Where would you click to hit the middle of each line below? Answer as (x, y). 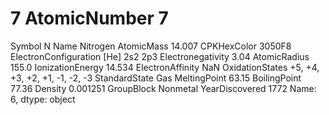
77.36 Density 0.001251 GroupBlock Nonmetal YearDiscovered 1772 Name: (163, 88)
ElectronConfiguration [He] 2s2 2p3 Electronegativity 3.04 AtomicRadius (160, 56)
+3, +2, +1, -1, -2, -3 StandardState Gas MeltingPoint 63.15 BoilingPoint (156, 78)
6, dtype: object (43, 99)
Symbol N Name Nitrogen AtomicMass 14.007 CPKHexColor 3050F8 (151, 46)
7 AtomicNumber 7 (89, 18)
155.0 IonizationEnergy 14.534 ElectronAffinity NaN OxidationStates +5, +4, (165, 67)
